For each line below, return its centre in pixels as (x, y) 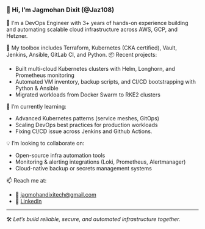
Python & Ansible (37, 89)
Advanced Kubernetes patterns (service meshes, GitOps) (87, 118)
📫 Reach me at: (27, 181)
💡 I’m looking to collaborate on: (45, 144)
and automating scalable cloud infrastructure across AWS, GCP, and (92, 29)
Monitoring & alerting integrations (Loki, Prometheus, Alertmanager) (100, 162)
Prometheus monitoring (45, 75)
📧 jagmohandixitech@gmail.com (56, 195)
